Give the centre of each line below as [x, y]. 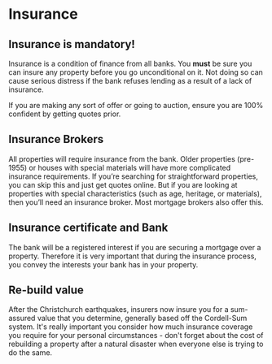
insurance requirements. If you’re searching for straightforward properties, [134, 176]
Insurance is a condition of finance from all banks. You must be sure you [130, 63]
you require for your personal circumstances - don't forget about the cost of [136, 336]
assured [22, 318]
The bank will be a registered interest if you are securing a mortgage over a [135, 247]
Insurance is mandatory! [72, 44]
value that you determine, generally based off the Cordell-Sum [142, 318]
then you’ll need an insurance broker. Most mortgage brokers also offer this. [136, 202]
